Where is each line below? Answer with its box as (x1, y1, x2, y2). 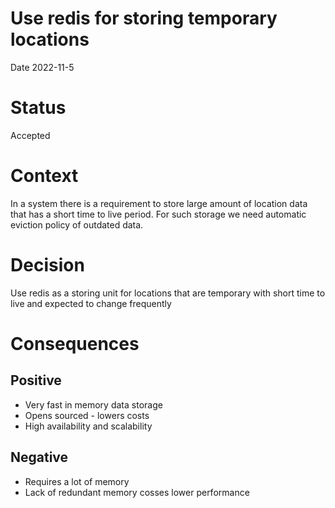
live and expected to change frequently (10, 297, 172, 309)
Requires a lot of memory (24, 475, 130, 487)
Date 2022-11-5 (10, 61, 75, 73)
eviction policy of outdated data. (10, 218, 144, 231)
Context (10, 165, 79, 187)
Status (10, 97, 67, 119)
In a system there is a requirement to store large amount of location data (10, 197, 308, 209)
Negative (10, 449, 69, 466)
